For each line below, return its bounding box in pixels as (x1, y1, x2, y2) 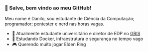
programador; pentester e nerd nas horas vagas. (4, 21, 105, 27)
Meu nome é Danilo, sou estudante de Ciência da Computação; (4, 16, 135, 22)
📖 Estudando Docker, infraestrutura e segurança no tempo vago (11, 36, 144, 42)
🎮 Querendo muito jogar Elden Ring (11, 42, 86, 48)
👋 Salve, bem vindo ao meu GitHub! (4, 4, 92, 11)
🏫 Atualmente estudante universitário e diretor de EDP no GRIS (11, 31, 141, 37)
